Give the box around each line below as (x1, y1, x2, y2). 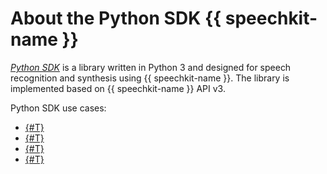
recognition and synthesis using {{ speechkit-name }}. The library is (10, 72, 290, 84)
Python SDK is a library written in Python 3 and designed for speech (10, 61, 292, 73)
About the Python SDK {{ (10, 7, 222, 30)
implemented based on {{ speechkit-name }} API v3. (10, 82, 226, 94)
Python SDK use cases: (10, 102, 107, 114)
